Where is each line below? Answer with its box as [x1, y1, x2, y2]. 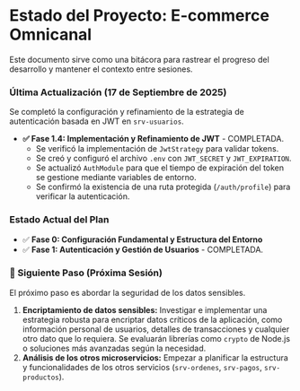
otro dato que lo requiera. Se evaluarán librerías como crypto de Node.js [22, 333, 290, 343]
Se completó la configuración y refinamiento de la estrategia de [9, 107, 244, 117]
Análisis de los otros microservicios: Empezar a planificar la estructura [22, 352, 289, 363]
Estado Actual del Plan [9, 213, 110, 226]
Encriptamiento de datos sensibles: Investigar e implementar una [22, 304, 268, 315]
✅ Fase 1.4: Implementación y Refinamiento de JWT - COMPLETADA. [22, 134, 285, 144]
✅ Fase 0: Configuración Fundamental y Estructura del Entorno [22, 234, 263, 245]
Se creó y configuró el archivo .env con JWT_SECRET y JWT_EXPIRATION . [35, 153, 292, 164]
